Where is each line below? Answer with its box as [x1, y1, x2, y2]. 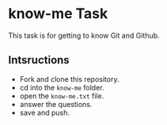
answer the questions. [19, 99, 93, 108]
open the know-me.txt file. [19, 91, 104, 101]
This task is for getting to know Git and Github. [8, 31, 160, 40]
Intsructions [8, 53, 70, 67]
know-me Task [8, 5, 108, 23]
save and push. [19, 108, 70, 117]
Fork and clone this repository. [19, 74, 120, 83]
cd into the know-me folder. [19, 83, 104, 92]
